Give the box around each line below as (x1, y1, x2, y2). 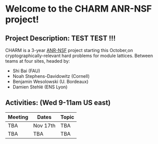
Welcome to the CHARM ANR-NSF (5, 3, 152, 15)
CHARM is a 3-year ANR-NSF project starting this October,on (5, 47, 133, 53)
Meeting (8, 113, 29, 120)
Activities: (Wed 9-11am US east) (5, 99, 111, 107)
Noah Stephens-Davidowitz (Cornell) (12, 73, 90, 79)
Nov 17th (33, 122, 56, 129)
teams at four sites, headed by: (5, 58, 70, 64)
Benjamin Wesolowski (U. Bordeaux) (12, 79, 89, 84)
